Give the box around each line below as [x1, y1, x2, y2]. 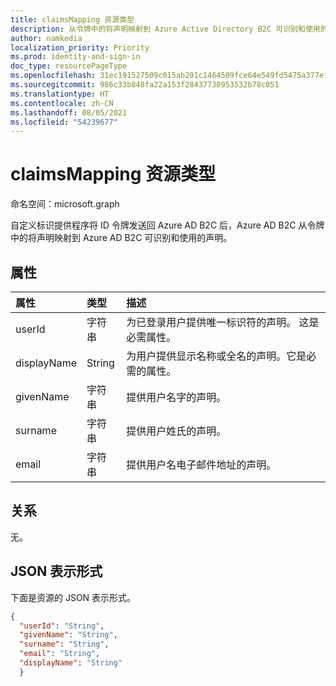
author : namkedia [10, 33, 83, 43]
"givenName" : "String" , [19, 630, 118, 640]
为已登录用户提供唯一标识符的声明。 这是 [126, 316, 320, 329]
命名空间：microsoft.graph [10, 198, 120, 210]
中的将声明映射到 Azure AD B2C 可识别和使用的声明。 [10, 232, 233, 244]
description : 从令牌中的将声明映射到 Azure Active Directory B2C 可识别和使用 [10, 24, 321, 34]
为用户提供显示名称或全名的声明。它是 [126, 349, 307, 363]
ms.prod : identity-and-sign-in [10, 52, 141, 62]
